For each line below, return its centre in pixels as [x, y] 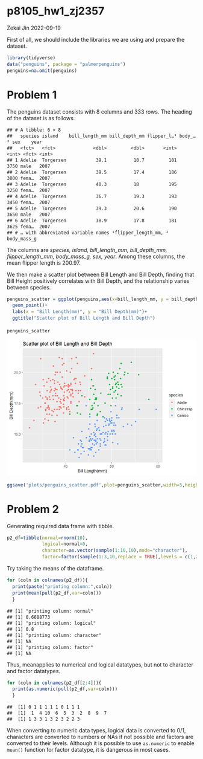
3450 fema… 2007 [29, 202]
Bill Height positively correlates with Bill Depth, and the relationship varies [98, 281]
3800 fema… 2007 [29, 178]
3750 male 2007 [29, 166]
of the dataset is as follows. [41, 118]
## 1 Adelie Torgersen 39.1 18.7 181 [92, 160]
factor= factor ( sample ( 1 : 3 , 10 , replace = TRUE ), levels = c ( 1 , [119, 557]
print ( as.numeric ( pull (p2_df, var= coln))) [65, 689]
